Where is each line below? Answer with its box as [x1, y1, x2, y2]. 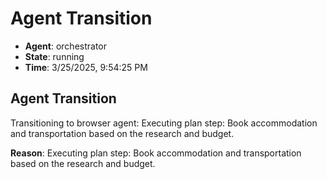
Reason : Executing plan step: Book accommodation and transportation [10, 147, 302, 159]
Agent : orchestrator [24, 40, 108, 52]
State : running [24, 50, 85, 62]
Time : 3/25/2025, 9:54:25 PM [24, 61, 148, 73]
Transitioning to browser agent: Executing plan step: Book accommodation [10, 117, 318, 129]
